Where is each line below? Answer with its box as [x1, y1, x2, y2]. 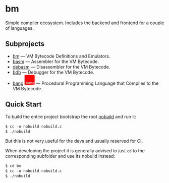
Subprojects [5, 40, 45, 48]
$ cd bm [5, 163, 22, 168]
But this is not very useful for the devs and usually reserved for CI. [5, 138, 143, 144]
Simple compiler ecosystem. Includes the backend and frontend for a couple [5, 20, 164, 26]
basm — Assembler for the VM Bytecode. [12, 58, 99, 65]
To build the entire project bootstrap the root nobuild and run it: [5, 113, 136, 119]
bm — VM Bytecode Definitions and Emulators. [12, 53, 110, 59]
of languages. [5, 25, 34, 31]
